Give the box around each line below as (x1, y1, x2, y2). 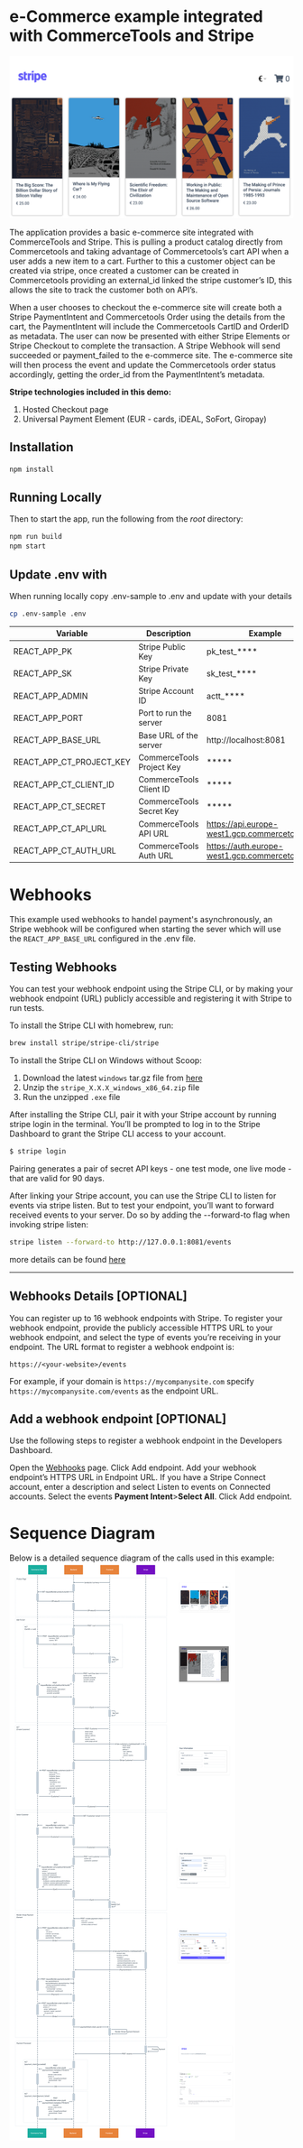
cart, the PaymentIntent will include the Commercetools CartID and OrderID (9, 320, 289, 331)
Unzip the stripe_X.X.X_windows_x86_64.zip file (22, 1081, 200, 1093)
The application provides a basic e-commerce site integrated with (9, 227, 254, 237)
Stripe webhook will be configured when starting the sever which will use (9, 923, 281, 935)
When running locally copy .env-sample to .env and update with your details (9, 590, 293, 601)
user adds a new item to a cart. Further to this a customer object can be (9, 255, 276, 266)
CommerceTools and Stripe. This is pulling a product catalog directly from (9, 236, 284, 247)
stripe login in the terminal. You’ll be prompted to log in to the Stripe (9, 1118, 262, 1129)
